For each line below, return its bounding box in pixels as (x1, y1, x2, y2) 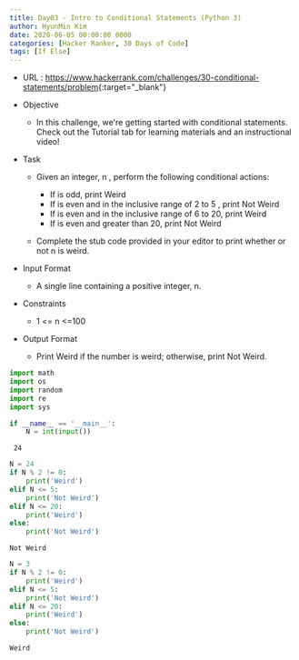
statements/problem (22, 82, 99, 93)
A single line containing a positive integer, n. (35, 281, 202, 292)
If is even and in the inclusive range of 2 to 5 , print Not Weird (49, 199, 280, 210)
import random (9, 385, 64, 395)
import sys (9, 402, 51, 412)
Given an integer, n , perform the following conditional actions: (35, 172, 270, 183)
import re (9, 394, 47, 403)
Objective (22, 99, 59, 110)
